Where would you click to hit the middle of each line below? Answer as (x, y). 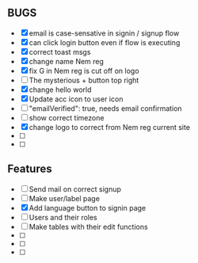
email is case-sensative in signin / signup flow (104, 33)
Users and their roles (63, 217)
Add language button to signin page (88, 208)
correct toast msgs (60, 51)
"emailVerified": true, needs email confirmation (106, 108)
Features (30, 169)
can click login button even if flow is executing (105, 42)
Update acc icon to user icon (76, 99)
